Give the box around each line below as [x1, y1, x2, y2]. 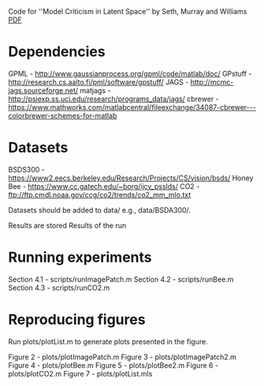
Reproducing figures [8, 311, 146, 328]
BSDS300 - [8, 165, 45, 174]
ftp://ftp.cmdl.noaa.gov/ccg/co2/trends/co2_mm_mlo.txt [8, 190, 191, 199]
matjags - [80, 85, 111, 95]
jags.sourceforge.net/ [8, 85, 79, 95]
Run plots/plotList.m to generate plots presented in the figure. [8, 336, 208, 346]
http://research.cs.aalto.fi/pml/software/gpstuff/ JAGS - [8, 77, 189, 86]
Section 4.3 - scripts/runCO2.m [8, 282, 110, 292]
